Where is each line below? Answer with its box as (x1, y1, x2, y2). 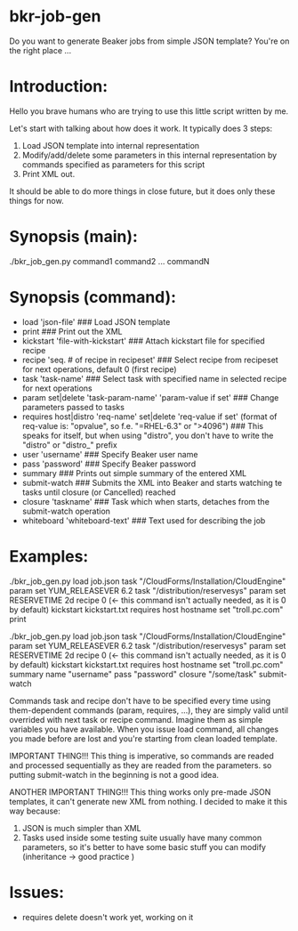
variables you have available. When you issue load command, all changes (9, 724, 278, 734)
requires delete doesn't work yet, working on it (21, 911, 194, 922)
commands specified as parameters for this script (21, 158, 205, 170)
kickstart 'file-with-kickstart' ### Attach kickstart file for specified (21, 336, 265, 346)
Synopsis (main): (9, 227, 138, 247)
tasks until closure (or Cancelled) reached (21, 487, 176, 498)
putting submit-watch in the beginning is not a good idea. (9, 769, 220, 780)
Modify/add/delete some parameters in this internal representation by (21, 150, 278, 160)
